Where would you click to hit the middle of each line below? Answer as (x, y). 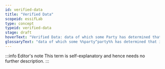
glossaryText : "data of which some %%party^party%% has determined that (81, 42)
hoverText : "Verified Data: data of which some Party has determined (78, 37)
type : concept (20, 23)
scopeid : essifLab (24, 19)
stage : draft (18, 33)
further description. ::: (27, 61)
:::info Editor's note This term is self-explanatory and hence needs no (75, 56)
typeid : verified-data (28, 28)
